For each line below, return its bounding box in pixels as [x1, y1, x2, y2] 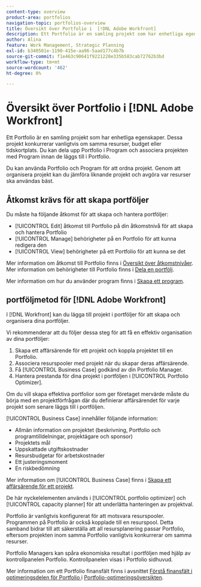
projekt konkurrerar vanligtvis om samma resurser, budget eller [6, 140, 162, 148]
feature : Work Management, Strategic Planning [6, 43, 124, 49]
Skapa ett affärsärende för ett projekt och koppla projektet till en [14, 346, 173, 354]
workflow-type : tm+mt [6, 59, 60, 65]
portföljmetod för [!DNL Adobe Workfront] [6, 295, 166, 305]
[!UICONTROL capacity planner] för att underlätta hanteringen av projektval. [6, 501, 194, 508]
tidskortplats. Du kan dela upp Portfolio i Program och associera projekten [6, 146, 188, 154]
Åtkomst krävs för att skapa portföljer [6, 194, 150, 205]
